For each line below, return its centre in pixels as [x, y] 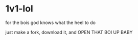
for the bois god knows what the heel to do [51, 22]
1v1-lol [19, 9]
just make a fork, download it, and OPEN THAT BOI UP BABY [69, 32]
